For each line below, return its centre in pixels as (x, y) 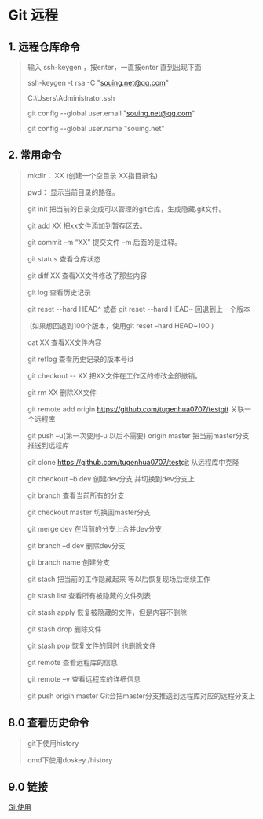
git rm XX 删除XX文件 (62, 392)
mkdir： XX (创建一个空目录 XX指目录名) (93, 175)
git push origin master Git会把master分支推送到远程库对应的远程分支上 (141, 696)
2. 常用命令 (35, 155)
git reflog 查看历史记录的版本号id (80, 359)
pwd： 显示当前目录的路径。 (73, 192)
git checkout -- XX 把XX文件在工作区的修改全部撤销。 (115, 375)
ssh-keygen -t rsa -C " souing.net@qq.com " (98, 83)
